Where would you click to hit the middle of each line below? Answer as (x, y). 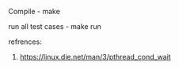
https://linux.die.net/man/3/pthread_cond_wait (95, 57)
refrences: (25, 42)
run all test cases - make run (55, 26)
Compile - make (34, 11)
